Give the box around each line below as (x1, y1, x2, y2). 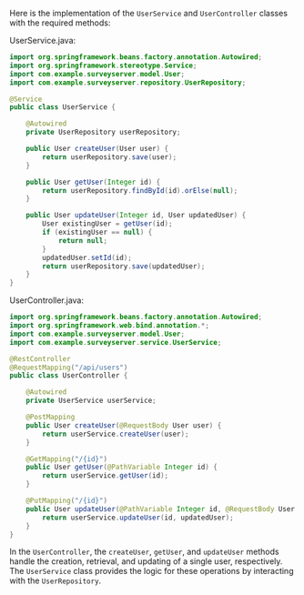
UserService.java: (9, 35, 76, 45)
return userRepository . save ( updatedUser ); (42, 261, 206, 271)
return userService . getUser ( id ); (42, 471, 169, 480)
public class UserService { (9, 103, 117, 112)
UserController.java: (9, 295, 85, 306)
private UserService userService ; (25, 396, 157, 406)
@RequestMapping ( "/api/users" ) (9, 363, 128, 372)
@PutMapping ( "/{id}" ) (25, 496, 107, 505)
